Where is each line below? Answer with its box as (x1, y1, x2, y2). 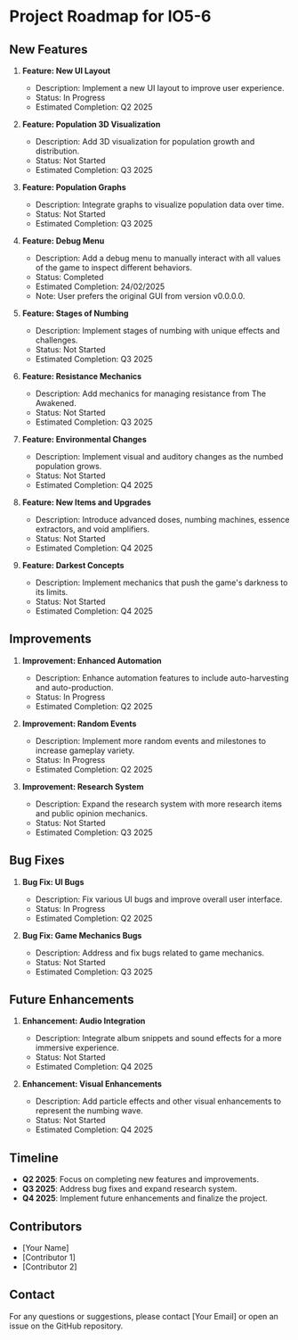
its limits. (35, 587, 68, 597)
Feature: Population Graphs (21, 182, 126, 193)
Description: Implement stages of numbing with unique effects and (35, 326, 280, 335)
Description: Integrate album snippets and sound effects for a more (35, 1033, 282, 1044)
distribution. (35, 145, 80, 156)
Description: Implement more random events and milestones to (35, 735, 267, 746)
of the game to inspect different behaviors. (35, 262, 193, 273)
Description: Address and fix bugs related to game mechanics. (35, 947, 265, 958)
